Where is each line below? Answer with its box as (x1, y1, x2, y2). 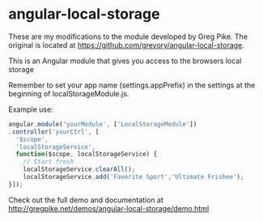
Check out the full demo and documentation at (8, 195, 164, 205)
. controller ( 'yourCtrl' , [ (8, 127, 100, 136)
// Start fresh (23, 158, 74, 166)
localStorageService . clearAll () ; (23, 165, 136, 174)
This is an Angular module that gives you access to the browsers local (8, 56, 242, 66)
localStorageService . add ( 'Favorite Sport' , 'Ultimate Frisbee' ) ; (23, 173, 244, 181)
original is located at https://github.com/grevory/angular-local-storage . (8, 40, 244, 49)
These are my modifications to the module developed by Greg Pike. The (8, 32, 248, 41)
